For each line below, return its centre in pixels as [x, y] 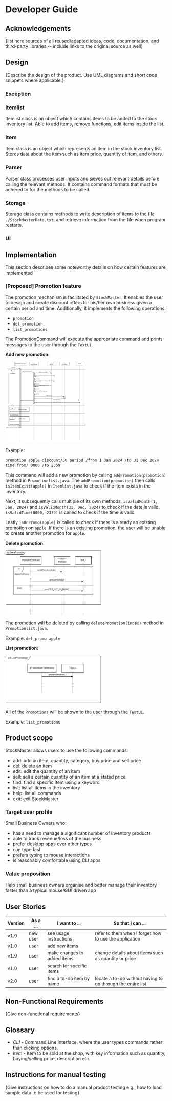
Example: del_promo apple [33, 638]
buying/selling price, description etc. [51, 1059]
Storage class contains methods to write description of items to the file [80, 214]
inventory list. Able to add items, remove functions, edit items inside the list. [85, 124]
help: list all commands [37, 793]
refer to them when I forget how [128, 933]
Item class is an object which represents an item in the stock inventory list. [84, 149]
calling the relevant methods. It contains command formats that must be [81, 184]
